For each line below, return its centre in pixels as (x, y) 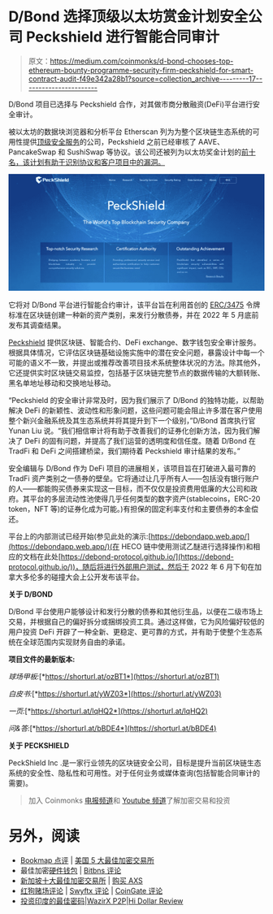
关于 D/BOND (31, 595)
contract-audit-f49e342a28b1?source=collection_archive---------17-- (145, 79)
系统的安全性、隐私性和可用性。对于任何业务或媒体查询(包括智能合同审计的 (134, 773)
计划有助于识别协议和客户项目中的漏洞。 (97, 162)
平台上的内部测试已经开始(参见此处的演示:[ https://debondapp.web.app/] (129, 536)
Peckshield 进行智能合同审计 (123, 37)
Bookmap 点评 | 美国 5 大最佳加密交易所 (87, 860)
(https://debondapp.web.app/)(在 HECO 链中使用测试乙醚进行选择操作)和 (131, 547)
